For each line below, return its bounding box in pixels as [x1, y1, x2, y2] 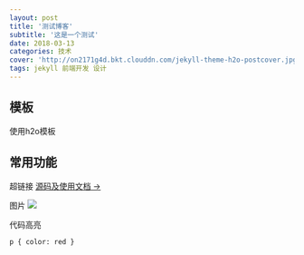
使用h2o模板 [9, 125, 56, 136]
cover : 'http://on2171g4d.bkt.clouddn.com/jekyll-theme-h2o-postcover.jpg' [9, 55, 301, 64]
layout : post [9, 13, 59, 23]
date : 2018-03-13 [9, 38, 75, 48]
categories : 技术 [9, 47, 72, 56]
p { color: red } [9, 237, 75, 246]
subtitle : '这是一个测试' [9, 30, 100, 39]
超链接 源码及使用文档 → [9, 181, 101, 191]
